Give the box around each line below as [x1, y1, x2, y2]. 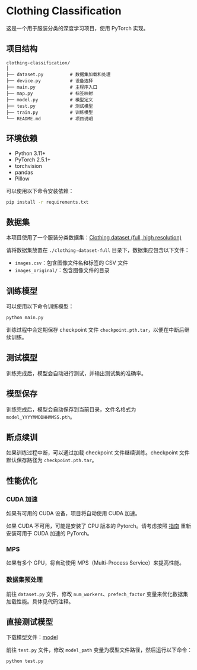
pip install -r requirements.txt [6, 199, 89, 205]
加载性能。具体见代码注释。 [6, 597, 74, 605]
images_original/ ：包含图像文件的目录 [14, 267, 110, 274]
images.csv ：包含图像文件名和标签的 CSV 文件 [14, 259, 129, 266]
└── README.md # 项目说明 [6, 116, 93, 121]
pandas [14, 169, 34, 176]
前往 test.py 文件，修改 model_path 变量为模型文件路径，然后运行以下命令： [6, 646, 193, 653]
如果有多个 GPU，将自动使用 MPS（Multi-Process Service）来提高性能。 [6, 559, 185, 566]
